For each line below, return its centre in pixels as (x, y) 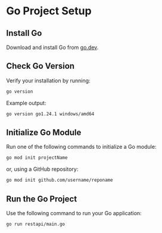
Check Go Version (40, 66)
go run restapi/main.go (36, 224)
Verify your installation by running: (48, 80)
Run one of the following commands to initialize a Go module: (81, 147)
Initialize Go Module (44, 132)
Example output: (26, 103)
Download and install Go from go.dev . (52, 47)
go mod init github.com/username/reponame (60, 180)
